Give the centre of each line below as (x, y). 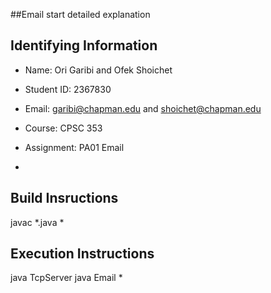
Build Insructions (64, 198)
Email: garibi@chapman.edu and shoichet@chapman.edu (143, 108)
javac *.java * (37, 222)
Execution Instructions (82, 254)
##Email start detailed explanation (80, 14)
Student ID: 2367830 (68, 89)
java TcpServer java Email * (66, 278)
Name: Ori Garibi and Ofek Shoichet (98, 70)
